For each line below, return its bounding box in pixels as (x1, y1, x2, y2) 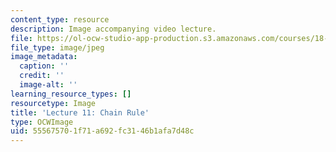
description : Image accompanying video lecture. (10, 24, 217, 34)
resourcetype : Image (10, 98, 97, 108)
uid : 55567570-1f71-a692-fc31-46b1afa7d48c (10, 126, 195, 136)
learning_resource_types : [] (10, 89, 132, 99)
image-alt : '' (19, 80, 78, 90)
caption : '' (19, 61, 70, 71)
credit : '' (19, 71, 65, 81)
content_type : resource (10, 14, 110, 25)
